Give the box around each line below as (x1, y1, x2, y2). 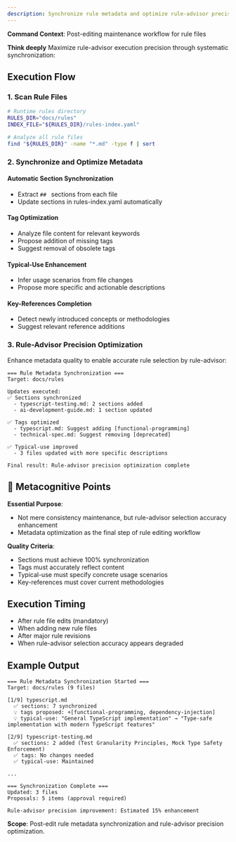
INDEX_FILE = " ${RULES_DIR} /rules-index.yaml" (7, 121, 140, 129)
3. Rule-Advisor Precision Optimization (7, 340, 143, 350)
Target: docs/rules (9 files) (7, 685, 96, 692)
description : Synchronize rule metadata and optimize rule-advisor (7, 10, 209, 18)
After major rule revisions (17, 632, 91, 640)
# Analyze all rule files (7, 134, 83, 141)
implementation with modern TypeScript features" (7, 721, 156, 728)
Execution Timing (7, 598, 86, 610)
